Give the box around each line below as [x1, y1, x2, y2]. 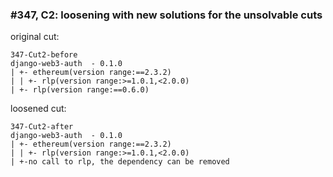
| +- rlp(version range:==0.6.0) [10, 85, 150, 95]
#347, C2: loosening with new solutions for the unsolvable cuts [10, 8, 323, 22]
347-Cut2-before [10, 50, 78, 60]
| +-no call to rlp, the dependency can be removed [10, 157, 230, 167]
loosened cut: [10, 103, 67, 115]
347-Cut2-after [10, 122, 74, 132]
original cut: [10, 31, 60, 43]
